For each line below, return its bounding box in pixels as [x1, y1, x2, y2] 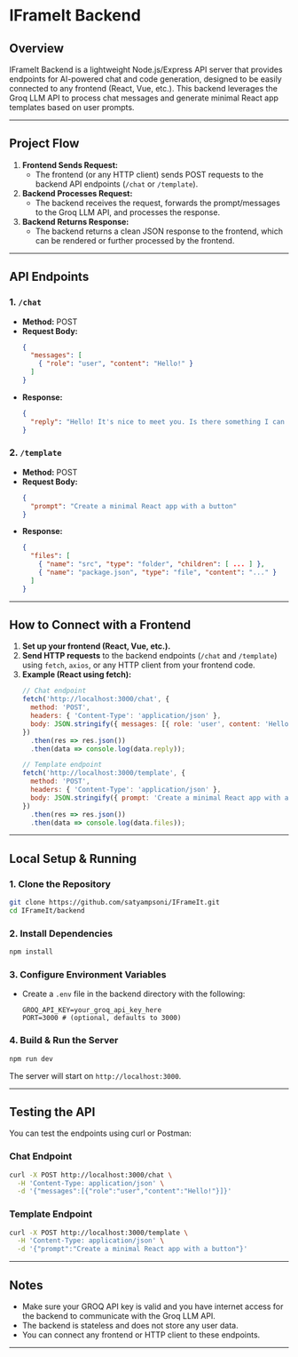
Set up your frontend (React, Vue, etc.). [21, 641, 171, 651]
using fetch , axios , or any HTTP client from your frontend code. [21, 659, 255, 671]
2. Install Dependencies [9, 927, 114, 939]
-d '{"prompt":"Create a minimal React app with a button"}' [17, 1245, 248, 1254]
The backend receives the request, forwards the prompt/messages [35, 197, 281, 208]
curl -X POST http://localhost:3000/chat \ [9, 1170, 173, 1179]
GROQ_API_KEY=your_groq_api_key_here [21, 1006, 162, 1015]
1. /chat [9, 296, 42, 308]
